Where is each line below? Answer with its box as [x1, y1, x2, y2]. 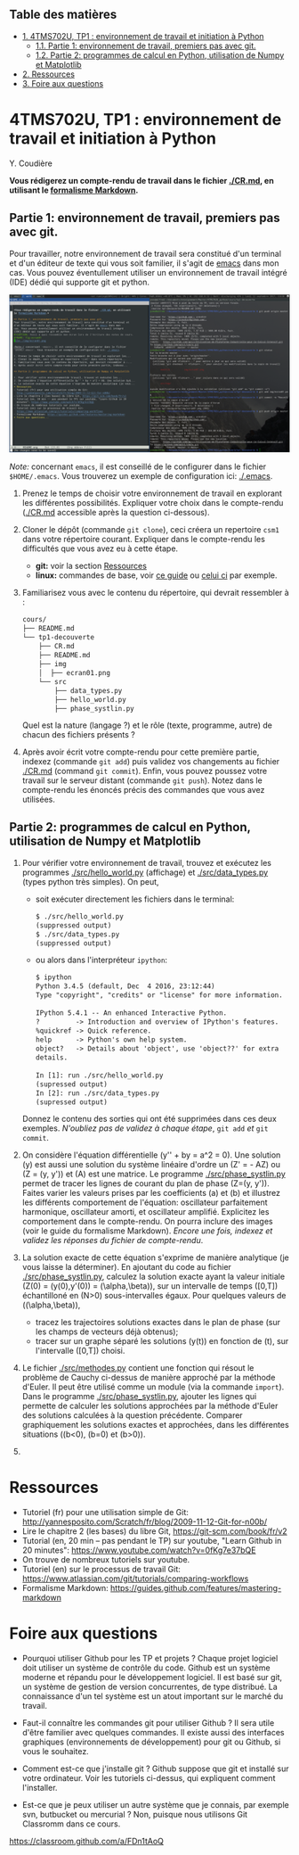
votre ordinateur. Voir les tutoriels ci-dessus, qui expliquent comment [21, 1772, 276, 1783]
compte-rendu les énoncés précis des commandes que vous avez [21, 785, 265, 796]
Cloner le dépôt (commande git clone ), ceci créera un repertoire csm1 [21, 524, 280, 535]
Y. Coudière [9, 158, 53, 169]
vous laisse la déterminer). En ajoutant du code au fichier [21, 1261, 231, 1272]
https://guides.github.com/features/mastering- [109, 1582, 282, 1593]
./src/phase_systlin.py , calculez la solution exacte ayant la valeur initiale [21, 1271, 286, 1282]
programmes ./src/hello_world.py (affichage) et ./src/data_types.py [21, 867, 269, 878]
